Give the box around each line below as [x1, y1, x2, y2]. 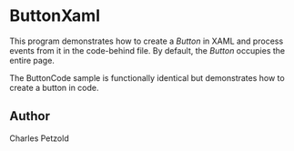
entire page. [9, 55, 55, 65]
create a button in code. [9, 82, 99, 93]
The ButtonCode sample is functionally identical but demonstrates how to [9, 72, 285, 83]
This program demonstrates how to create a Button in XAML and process [9, 35, 284, 46]
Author [9, 108, 50, 124]
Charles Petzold [9, 133, 70, 144]
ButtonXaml [9, 5, 100, 26]
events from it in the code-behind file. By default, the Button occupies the [9, 45, 286, 55]
